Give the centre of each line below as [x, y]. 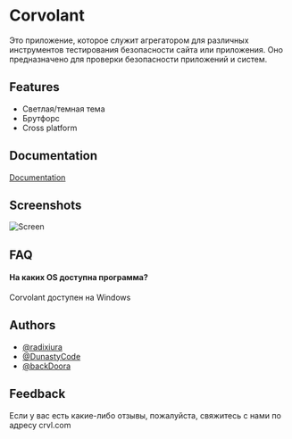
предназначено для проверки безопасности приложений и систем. [138, 59]
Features [34, 87]
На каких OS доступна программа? [79, 277]
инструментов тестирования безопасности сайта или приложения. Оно [146, 49]
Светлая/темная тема [63, 109]
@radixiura [42, 347]
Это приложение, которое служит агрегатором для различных [129, 40]
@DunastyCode [51, 356]
